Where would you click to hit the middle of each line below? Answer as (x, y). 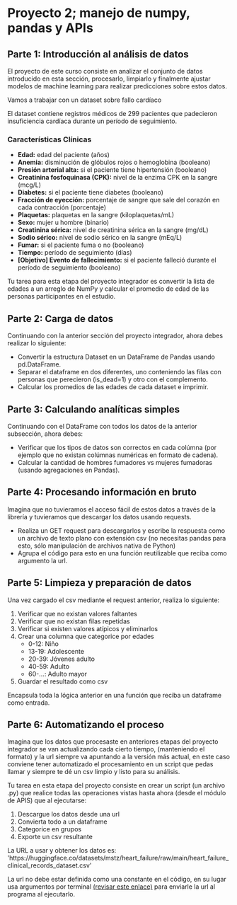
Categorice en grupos (50, 829)
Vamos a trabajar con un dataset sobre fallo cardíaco (85, 100)
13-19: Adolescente (56, 651)
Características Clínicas (50, 139)
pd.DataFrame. (39, 364)
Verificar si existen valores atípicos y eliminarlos (87, 628)
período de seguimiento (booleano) (69, 267)
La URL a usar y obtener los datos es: (62, 851)
